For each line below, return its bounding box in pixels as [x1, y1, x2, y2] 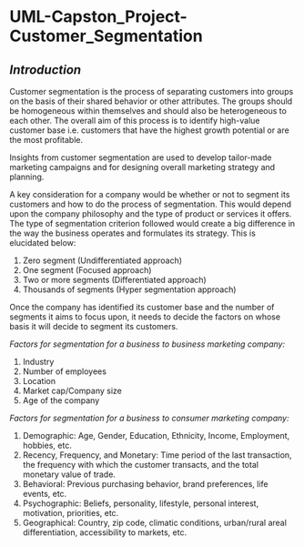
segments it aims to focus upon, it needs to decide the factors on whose [9, 311, 280, 322]
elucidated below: [9, 238, 76, 248]
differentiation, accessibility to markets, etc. [22, 527, 187, 538]
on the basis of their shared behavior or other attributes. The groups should [9, 96, 293, 106]
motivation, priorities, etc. [22, 508, 119, 518]
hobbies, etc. [22, 440, 73, 451]
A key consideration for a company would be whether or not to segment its [9, 189, 290, 199]
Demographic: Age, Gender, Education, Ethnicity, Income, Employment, [22, 431, 290, 441]
